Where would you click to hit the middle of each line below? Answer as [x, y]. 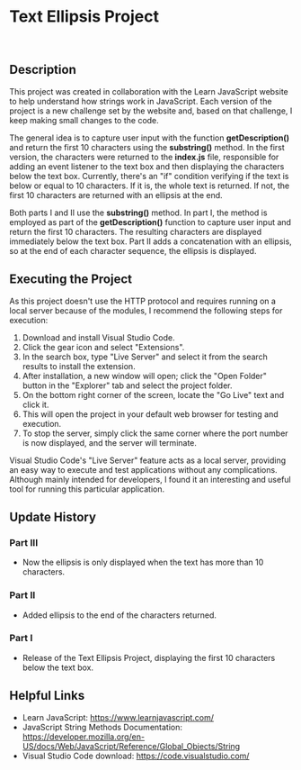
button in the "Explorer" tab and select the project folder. [127, 385]
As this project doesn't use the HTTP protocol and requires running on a [143, 301]
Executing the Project [71, 280]
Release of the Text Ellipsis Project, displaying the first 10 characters [149, 657]
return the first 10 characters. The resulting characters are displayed [136, 231]
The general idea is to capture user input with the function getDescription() [150, 138]
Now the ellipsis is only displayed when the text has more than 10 [143, 562]
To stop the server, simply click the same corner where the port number [155, 433]
